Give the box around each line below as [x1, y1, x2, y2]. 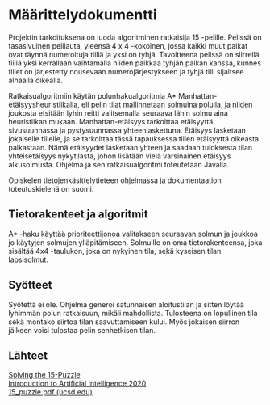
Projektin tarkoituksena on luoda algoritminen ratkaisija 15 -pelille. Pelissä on [8, 32, 262, 42]
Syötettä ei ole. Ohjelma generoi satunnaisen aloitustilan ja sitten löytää [8, 299, 244, 309]
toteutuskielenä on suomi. [8, 184, 94, 193]
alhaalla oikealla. [8, 75, 63, 85]
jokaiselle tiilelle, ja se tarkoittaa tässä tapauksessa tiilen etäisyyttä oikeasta [8, 133, 260, 143]
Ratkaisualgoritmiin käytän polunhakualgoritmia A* [8, 91, 177, 100]
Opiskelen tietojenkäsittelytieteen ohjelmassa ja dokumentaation [8, 175, 222, 185]
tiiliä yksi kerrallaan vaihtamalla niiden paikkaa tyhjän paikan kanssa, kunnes [8, 58, 262, 68]
